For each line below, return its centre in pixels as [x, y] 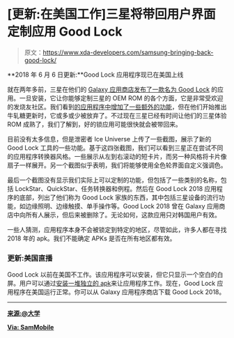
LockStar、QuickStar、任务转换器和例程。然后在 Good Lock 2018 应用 [116, 188]
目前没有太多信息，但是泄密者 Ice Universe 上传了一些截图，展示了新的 [109, 139]
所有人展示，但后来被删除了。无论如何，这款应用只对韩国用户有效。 [123, 215]
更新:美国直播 [30, 258]
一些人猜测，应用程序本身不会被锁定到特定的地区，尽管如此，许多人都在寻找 [117, 229]
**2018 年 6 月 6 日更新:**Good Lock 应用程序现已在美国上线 [95, 75]
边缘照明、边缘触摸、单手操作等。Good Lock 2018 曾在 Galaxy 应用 [122, 206]
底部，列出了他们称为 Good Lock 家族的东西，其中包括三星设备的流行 [119, 197]
